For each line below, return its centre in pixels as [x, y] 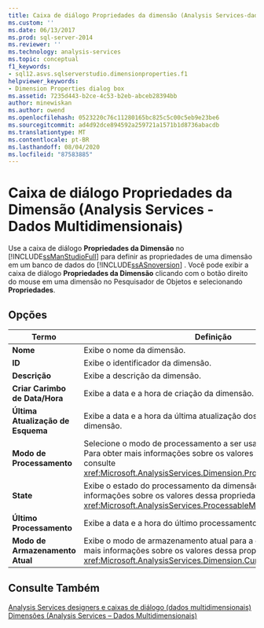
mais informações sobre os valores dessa [160, 551]
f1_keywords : [29, 67]
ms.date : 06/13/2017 [42, 30]
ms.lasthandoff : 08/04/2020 [54, 147]
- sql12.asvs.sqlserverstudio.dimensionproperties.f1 [98, 74]
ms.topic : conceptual [44, 60]
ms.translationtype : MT [47, 132]
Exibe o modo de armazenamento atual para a [169, 541]
